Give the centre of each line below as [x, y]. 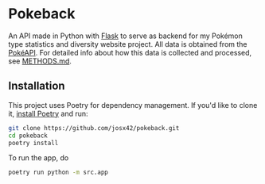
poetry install [33, 143]
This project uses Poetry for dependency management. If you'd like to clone [133, 105]
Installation [37, 86]
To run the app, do [39, 158]
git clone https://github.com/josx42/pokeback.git [94, 128]
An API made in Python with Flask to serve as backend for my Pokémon [125, 36]
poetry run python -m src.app [58, 172]
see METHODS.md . [40, 61]
